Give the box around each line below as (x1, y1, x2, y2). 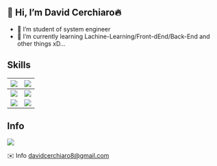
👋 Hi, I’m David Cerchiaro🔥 (7, 7, 122, 18)
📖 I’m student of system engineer (16, 25, 111, 33)
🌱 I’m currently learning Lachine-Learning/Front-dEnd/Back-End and (16, 32, 210, 40)
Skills (7, 59, 31, 71)
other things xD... (16, 39, 66, 48)
